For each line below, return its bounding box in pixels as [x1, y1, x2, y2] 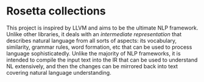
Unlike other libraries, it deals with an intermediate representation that [6, 30, 181, 37]
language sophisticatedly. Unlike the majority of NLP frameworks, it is [6, 49, 181, 57]
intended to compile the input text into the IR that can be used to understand [6, 56, 198, 63]
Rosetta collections [6, 4, 106, 18]
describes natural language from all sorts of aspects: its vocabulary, [6, 37, 177, 44]
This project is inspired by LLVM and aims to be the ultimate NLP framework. [6, 24, 199, 31]
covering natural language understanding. [6, 69, 111, 76]
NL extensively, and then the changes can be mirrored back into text [6, 62, 178, 70]
